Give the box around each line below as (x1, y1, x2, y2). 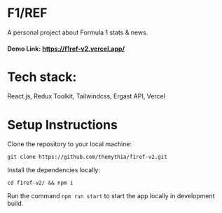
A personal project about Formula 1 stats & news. (7, 28, 148, 37)
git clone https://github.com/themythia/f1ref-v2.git (7, 153, 168, 161)
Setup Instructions (7, 117, 118, 133)
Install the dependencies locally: (7, 166, 100, 174)
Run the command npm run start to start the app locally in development (7, 192, 215, 200)
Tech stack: (7, 69, 77, 85)
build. (7, 199, 24, 208)
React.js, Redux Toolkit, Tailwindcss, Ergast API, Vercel (7, 92, 166, 101)
